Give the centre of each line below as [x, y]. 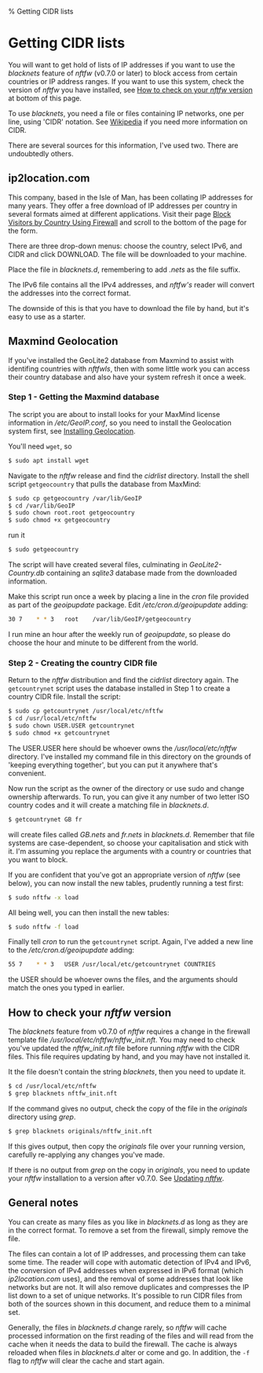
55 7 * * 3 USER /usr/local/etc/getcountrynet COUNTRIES [112, 965]
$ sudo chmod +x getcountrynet [59, 733]
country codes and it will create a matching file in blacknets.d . [109, 805]
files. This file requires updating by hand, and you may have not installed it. [130, 1056]
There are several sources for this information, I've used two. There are [123, 145]
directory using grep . [42, 1117]
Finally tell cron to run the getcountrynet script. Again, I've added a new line [131, 942]
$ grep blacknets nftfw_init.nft [63, 1093]
